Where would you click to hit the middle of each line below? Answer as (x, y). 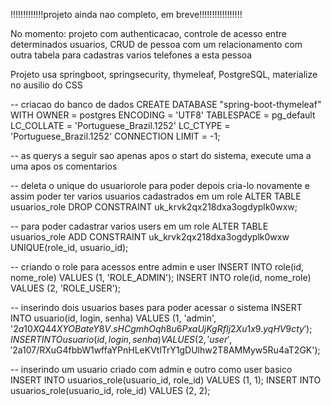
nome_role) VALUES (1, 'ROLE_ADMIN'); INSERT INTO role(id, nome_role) (161, 277)
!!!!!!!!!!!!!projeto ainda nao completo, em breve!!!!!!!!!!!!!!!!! (126, 14)
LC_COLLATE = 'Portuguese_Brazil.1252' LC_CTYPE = (120, 125)
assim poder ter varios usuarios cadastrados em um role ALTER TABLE (156, 196)
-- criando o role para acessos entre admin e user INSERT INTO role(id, (157, 267)
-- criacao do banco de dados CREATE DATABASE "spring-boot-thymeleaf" (166, 104)
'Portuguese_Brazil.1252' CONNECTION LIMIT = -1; (115, 136)
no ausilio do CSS (46, 85)
